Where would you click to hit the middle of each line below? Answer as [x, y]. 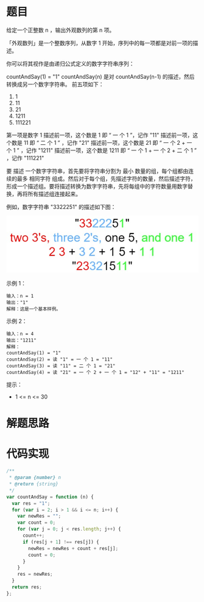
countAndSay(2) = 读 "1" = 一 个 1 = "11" [60, 360]
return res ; [27, 587]
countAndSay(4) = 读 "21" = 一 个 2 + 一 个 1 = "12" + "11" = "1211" [95, 373]
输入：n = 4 [20, 334]
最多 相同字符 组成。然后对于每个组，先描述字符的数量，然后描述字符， [106, 178]
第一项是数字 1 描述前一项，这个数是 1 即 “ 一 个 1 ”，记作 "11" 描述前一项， [100, 135]
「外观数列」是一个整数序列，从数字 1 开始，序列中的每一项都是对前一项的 [100, 43]
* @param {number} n [35, 478]
